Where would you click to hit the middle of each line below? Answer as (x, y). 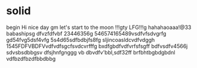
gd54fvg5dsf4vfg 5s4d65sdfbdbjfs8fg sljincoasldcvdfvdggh (81, 40)
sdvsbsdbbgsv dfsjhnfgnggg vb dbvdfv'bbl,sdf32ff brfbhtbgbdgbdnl (91, 52)
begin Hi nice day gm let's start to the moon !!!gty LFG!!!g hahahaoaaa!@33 (99, 27)
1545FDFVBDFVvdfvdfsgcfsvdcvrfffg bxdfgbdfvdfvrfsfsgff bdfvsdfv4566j (97, 46)
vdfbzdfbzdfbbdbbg (31, 59)
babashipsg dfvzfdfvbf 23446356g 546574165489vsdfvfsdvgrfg (86, 33)
